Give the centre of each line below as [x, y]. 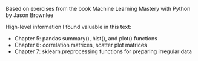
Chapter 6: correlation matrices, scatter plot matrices [81, 45]
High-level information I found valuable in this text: [68, 27]
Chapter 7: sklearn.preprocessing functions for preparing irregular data [103, 51]
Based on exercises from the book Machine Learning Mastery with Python [98, 9]
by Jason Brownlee [30, 15]
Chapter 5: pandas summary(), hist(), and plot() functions [86, 38]
